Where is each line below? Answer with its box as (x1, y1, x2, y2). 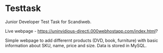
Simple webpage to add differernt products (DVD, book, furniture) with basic (5, 37, 158, 43)
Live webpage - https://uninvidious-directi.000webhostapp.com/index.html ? (5, 28, 158, 34)
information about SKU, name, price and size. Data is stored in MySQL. (5, 42, 147, 48)
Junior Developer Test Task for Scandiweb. (5, 19, 91, 25)
